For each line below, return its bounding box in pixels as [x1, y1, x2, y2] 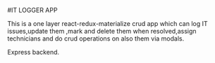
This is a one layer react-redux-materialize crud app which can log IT [7, 20, 208, 27]
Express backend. [7, 48, 60, 56]
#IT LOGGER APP [7, 6, 58, 14]
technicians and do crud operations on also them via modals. [7, 34, 185, 43]
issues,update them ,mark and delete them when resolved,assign [7, 27, 197, 35]
